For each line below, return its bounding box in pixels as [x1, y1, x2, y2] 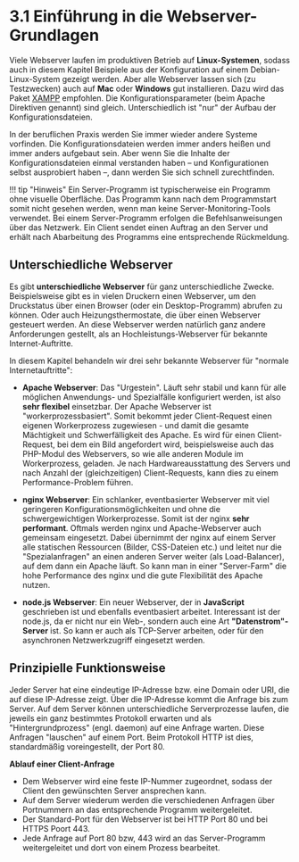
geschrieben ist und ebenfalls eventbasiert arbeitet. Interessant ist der [21, 606, 281, 617]
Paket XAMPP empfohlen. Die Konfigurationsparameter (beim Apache [9, 92, 266, 104]
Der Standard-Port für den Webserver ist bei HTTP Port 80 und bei [21, 814, 268, 825]
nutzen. [21, 579, 51, 590]
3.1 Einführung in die [9, 6, 163, 27]
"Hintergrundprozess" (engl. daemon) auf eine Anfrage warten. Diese [9, 722, 265, 733]
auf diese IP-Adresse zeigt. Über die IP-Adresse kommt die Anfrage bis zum [9, 693, 288, 704]
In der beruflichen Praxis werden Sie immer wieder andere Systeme [9, 128, 258, 139]
